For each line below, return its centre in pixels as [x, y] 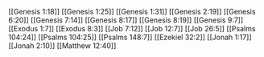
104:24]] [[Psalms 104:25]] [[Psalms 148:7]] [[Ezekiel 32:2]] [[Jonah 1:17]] [130, 37]
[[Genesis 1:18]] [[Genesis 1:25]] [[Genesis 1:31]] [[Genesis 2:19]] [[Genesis [132, 12]
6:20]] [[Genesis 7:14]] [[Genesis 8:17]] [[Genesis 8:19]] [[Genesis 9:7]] [126, 20]
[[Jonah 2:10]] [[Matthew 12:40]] [62, 46]
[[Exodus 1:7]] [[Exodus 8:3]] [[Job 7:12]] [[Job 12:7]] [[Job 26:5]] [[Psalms [132, 28]
